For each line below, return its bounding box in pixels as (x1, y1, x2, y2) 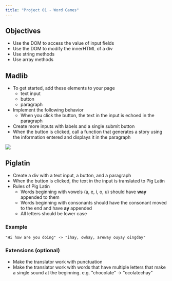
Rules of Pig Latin (12, 183, 50, 190)
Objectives (5, 27, 41, 35)
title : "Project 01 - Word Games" (5, 7, 80, 13)
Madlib (5, 71, 28, 80)
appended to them (20, 194, 60, 200)
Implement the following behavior (12, 107, 84, 113)
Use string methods (12, 51, 55, 57)
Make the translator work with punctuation (12, 258, 103, 265)
